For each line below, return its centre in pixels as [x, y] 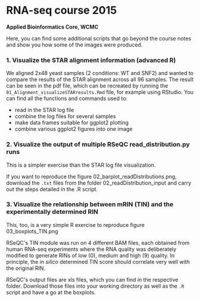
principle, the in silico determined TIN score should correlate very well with [98, 261]
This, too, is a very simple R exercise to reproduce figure [75, 225]
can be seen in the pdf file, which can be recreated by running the [87, 86]
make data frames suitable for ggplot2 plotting [72, 123]
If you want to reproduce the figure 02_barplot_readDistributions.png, [92, 176]
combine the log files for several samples [65, 116]
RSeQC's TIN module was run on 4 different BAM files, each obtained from [98, 242]
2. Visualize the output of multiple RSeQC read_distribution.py [98, 145]
